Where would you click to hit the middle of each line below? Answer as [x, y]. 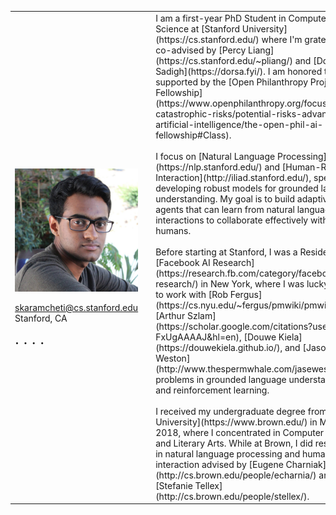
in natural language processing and [228, 453]
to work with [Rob [191, 294]
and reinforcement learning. [212, 390]
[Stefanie [174, 485]
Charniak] [306, 464]
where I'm [282, 39]
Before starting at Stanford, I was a [226, 252]
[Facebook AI [183, 262]
